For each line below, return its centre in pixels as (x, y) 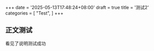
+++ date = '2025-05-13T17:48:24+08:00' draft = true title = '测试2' (77, 7)
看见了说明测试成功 (26, 43)
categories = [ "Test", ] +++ (34, 13)
